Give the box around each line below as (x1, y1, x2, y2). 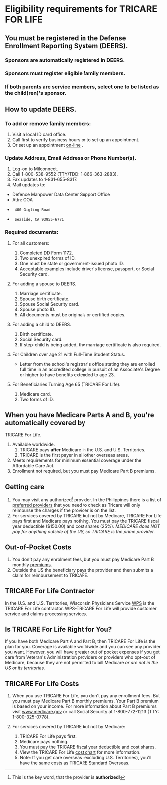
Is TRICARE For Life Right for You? (5, 625, 112, 633)
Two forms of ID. (19, 396, 54, 402)
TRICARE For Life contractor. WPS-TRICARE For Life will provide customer (5, 605, 157, 611)
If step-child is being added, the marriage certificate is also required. (19, 341, 161, 348)
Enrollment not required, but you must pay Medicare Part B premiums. (12, 468, 156, 474)
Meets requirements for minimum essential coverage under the (12, 457, 142, 463)
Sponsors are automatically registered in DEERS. (5, 56, 125, 63)
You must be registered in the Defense (5, 34, 126, 42)
